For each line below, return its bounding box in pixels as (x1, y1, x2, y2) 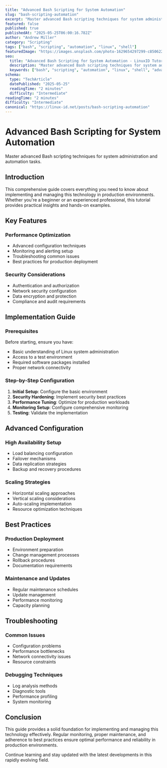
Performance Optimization (5, 231, 71, 238)
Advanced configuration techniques (12, 243, 86, 249)
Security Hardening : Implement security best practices (12, 393, 126, 399)
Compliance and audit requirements (12, 298, 86, 304)
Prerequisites (5, 328, 38, 335)
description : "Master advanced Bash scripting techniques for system (9, 63, 157, 68)
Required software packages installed (12, 360, 90, 366)
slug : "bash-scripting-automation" (5, 12, 79, 17)
